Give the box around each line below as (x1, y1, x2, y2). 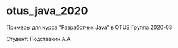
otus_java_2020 (6, 4, 88, 18)
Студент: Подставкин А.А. (6, 35, 73, 42)
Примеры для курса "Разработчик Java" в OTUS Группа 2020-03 (6, 24, 173, 31)
